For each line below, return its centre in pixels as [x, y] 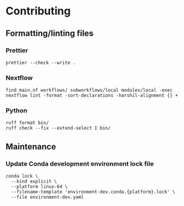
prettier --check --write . [41, 62]
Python [17, 111]
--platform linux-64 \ [39, 187]
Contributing [38, 11]
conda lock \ [22, 176]
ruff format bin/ [27, 123]
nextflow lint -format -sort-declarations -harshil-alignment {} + [92, 95]
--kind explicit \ [34, 181]
